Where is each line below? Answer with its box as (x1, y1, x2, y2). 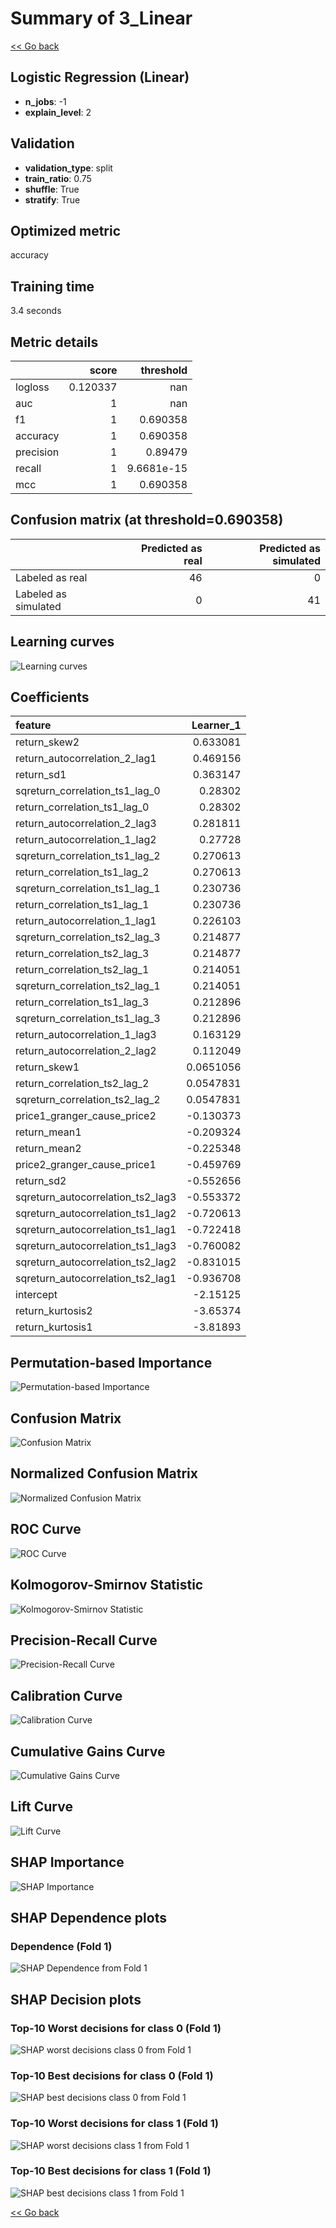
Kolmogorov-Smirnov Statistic (10, 1577, 204, 1594)
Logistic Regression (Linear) (10, 69, 190, 86)
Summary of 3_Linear (10, 7, 193, 30)
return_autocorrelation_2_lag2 (15, 1044, 157, 1058)
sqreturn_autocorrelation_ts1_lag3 (15, 1239, 177, 1253)
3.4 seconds (10, 305, 62, 317)
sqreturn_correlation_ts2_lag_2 (15, 1093, 161, 1107)
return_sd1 (15, 768, 67, 782)
